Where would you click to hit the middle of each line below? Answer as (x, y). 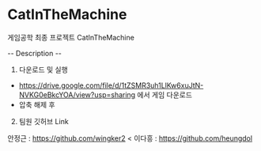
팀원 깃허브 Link (43, 121)
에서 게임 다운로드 (165, 94)
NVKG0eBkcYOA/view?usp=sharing (77, 94)
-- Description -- (35, 53)
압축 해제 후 (37, 104)
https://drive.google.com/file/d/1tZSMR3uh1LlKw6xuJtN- (111, 85)
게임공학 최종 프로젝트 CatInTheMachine (71, 37)
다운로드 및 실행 (43, 70)
